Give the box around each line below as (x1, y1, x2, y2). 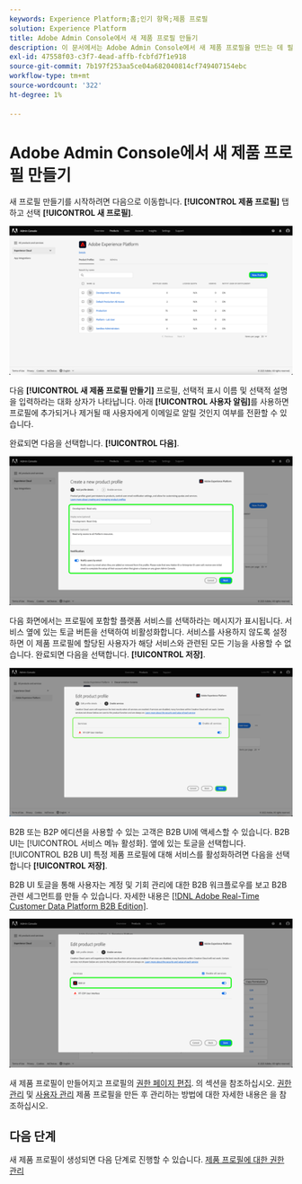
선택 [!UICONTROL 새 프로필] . (25, 208, 134, 218)
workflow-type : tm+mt (9, 72, 91, 81)
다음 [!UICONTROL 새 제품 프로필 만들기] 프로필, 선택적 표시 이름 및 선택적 (9, 385, 271, 396)
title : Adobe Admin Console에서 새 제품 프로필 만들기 (9, 33, 199, 42)
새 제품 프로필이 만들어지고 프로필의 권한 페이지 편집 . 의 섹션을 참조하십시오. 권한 (9, 1077, 292, 1088)
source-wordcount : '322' (9, 81, 102, 90)
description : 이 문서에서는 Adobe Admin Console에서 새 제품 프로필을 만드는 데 (9, 43, 284, 52)
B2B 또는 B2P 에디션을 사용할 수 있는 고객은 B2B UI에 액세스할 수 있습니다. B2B (9, 826, 290, 837)
